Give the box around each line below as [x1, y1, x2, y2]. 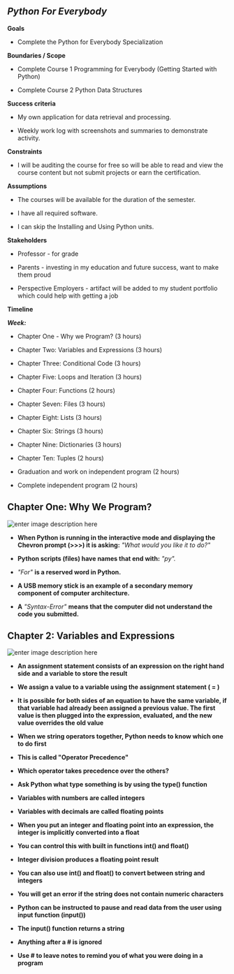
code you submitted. [17, 609, 79, 618]
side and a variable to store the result [17, 669, 128, 678]
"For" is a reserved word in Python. [17, 567, 122, 576]
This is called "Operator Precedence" [17, 753, 129, 762]
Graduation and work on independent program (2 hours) [17, 467, 180, 476]
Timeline [7, 305, 34, 313]
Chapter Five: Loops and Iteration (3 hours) [17, 372, 142, 381]
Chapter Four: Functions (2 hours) [17, 386, 115, 394]
